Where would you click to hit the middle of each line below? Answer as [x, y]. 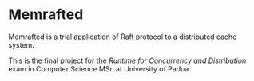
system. [21, 44]
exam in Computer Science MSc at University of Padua [99, 68]
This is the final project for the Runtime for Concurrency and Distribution [127, 60]
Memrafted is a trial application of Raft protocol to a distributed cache [123, 37]
